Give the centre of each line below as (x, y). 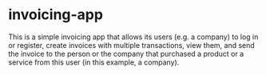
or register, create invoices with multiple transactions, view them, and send (132, 45)
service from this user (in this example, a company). (94, 62)
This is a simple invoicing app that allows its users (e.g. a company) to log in (133, 37)
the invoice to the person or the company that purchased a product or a (126, 53)
